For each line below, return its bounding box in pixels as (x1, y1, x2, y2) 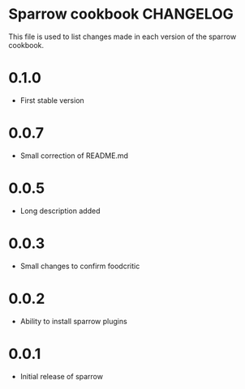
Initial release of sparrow (19, 371, 104, 381)
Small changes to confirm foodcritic (19, 261, 140, 271)
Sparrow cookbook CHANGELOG (8, 5, 234, 24)
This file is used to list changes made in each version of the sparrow (8, 32, 237, 41)
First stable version (19, 95, 85, 105)
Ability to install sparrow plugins (19, 316, 127, 326)
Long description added (19, 206, 101, 216)
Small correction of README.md (19, 151, 128, 160)
